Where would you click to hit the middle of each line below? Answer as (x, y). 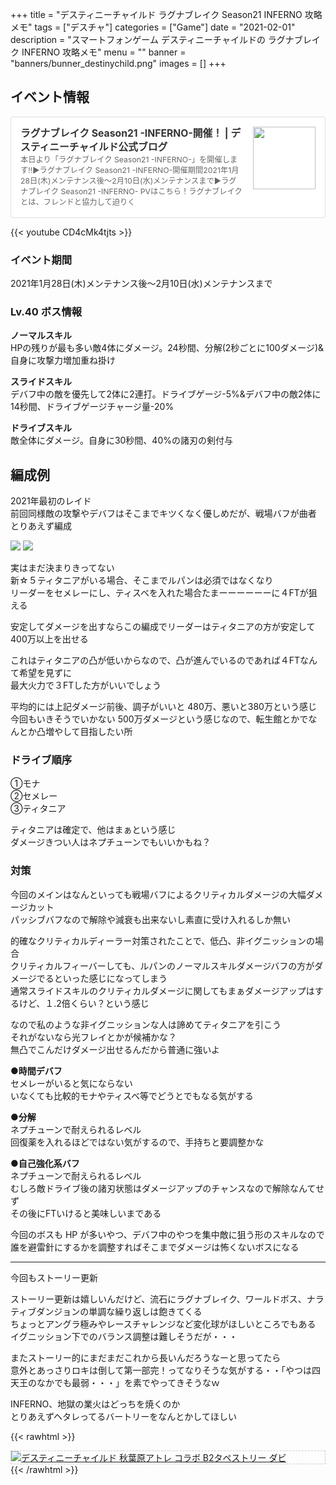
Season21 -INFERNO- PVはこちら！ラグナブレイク (151, 191)
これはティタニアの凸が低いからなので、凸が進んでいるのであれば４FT (155, 660)
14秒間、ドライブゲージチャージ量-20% (92, 407)
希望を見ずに (45, 673)
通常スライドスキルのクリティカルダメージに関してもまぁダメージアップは (162, 990)
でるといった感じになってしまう (102, 978)
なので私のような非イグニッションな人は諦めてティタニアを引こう (146, 1024)
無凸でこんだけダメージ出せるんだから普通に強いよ (115, 1049)
